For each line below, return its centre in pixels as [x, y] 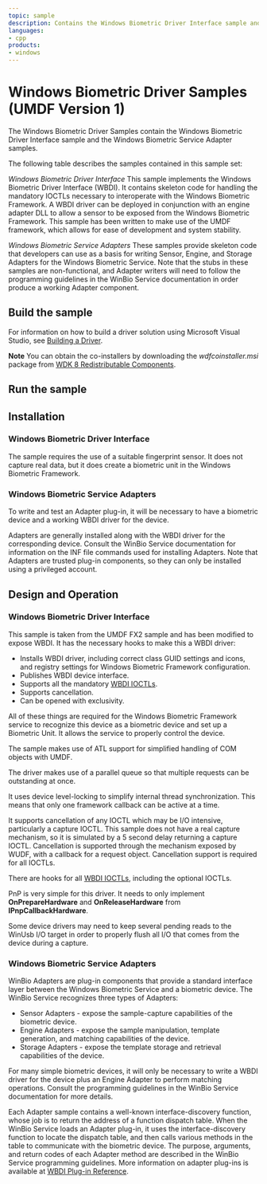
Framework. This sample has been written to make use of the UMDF [120, 221]
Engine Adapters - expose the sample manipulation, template [120, 1030]
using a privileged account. [53, 569]
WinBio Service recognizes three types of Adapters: [93, 998]
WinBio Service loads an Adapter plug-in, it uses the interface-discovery [127, 1129]
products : [25, 45]
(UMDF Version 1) [67, 109]
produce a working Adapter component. [74, 287]
